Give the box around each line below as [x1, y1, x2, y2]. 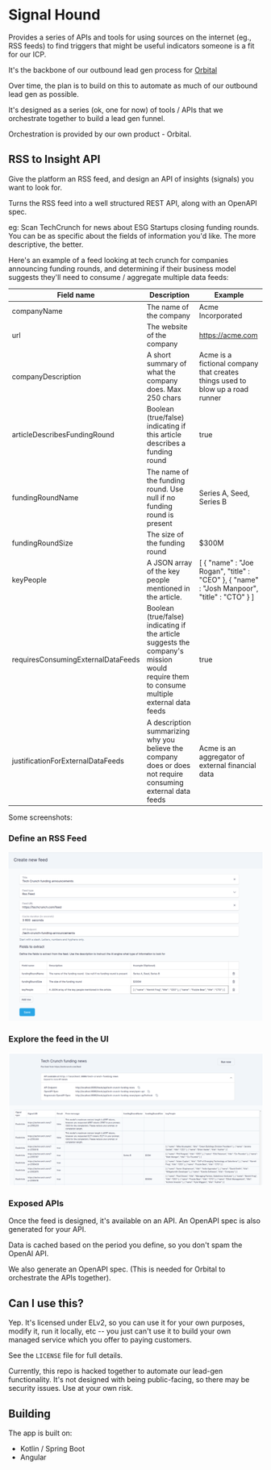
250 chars [146, 393, 181, 403]
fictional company [198, 359, 259, 368]
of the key [146, 566, 180, 576]
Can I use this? [8, 1297, 84, 1310]
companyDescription [11, 371, 81, 381]
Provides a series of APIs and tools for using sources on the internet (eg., [8, 32, 252, 42]
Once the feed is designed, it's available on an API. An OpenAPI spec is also [8, 1216, 261, 1226]
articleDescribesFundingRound [11, 430, 115, 440]
